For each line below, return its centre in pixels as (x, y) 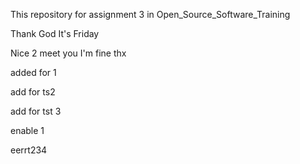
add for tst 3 (36, 111)
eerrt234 (29, 150)
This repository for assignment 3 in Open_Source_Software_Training (150, 14)
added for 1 (33, 72)
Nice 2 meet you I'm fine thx (68, 53)
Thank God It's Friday (55, 33)
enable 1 (27, 130)
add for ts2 (33, 92)
